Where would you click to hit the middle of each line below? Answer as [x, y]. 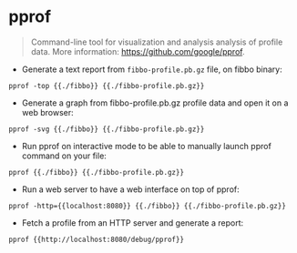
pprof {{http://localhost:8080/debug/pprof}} [96, 239]
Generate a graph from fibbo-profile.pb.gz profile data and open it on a [155, 103]
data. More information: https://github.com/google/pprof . [138, 51]
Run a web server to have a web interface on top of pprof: [130, 189]
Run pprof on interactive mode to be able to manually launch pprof [147, 146]
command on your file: [64, 156]
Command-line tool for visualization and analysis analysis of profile [157, 42]
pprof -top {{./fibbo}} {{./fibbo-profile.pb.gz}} [107, 86]
